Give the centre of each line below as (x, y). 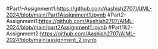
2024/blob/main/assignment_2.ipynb (52, 40)
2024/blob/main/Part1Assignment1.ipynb (56, 15)
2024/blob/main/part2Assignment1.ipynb (57, 27)
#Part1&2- (120, 27)
